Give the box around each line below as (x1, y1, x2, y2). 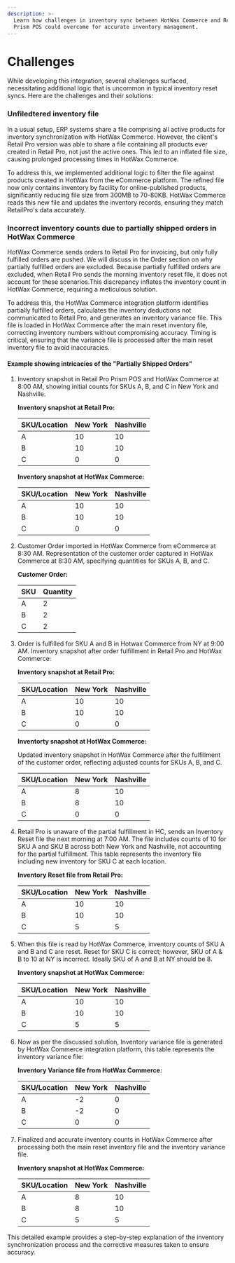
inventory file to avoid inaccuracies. (7, 343, 110, 351)
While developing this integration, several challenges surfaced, (7, 76, 189, 85)
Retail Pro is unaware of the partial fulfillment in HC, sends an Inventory (17, 828, 224, 836)
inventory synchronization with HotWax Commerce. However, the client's (7, 132, 218, 141)
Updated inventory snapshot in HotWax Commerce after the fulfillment (17, 751, 221, 759)
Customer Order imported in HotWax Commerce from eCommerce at (17, 542, 216, 550)
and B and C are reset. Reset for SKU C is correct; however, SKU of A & (17, 948, 223, 956)
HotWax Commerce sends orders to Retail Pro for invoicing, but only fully (7, 247, 218, 256)
